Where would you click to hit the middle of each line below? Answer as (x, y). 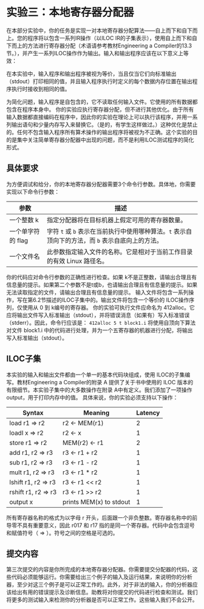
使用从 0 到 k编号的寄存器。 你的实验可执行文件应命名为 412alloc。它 (109, 307)
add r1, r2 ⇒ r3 (31, 452)
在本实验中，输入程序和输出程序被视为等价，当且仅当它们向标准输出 (91, 73)
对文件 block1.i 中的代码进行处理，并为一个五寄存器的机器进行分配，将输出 (100, 330)
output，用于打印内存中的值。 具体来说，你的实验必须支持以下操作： (92, 397)
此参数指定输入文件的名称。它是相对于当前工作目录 (120, 251)
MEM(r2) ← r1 (83, 443)
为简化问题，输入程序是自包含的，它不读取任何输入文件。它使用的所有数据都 (102, 101)
